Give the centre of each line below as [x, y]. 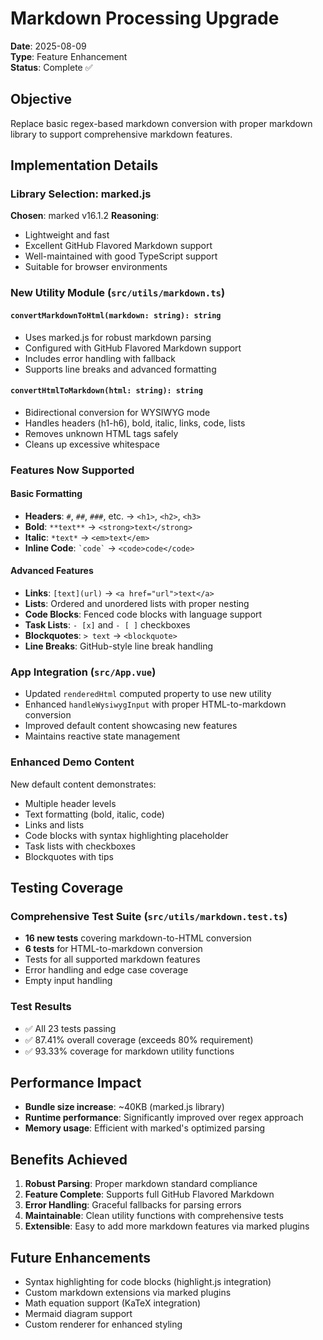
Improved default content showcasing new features [131, 726]
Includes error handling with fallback [100, 358]
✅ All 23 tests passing [70, 1028]
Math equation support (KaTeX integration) [113, 1303]
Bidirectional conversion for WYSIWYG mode [117, 412]
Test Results [41, 1007]
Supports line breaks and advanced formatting [120, 369]
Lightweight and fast [67, 235]
